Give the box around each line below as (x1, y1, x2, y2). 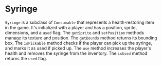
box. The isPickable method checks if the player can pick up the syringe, (5, 40, 152, 46)
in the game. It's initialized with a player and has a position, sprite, (5, 24, 137, 30)
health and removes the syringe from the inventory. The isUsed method (5, 50, 147, 56)
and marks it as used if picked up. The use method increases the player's (5, 45, 151, 51)
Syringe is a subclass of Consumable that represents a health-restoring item (5, 19, 155, 25)
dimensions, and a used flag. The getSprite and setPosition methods (5, 30, 144, 35)
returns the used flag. (5, 55, 47, 61)
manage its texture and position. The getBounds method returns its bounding (5, 35, 157, 41)
